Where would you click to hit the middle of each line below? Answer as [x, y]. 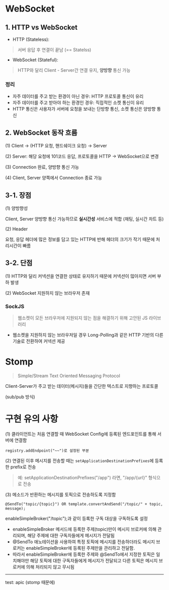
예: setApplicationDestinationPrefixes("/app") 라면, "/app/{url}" [82, 477]
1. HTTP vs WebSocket [41, 27]
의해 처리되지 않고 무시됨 [50, 567]
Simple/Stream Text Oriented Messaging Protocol [69, 376]
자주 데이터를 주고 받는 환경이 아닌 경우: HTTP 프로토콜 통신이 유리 [78, 97]
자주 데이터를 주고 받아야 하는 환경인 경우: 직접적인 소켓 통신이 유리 [78, 103]
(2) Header [17, 229]
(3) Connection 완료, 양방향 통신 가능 [42, 167]
